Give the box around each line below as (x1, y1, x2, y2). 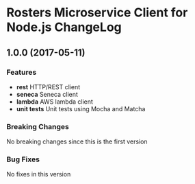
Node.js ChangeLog (6, 19, 122, 35)
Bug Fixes (6, 154, 40, 164)
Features (6, 67, 37, 77)
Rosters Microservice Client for (6, 5, 188, 21)
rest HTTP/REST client (16, 82, 80, 91)
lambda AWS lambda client (16, 97, 94, 106)
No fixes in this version (6, 170, 71, 179)
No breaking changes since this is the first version (6, 137, 148, 146)
